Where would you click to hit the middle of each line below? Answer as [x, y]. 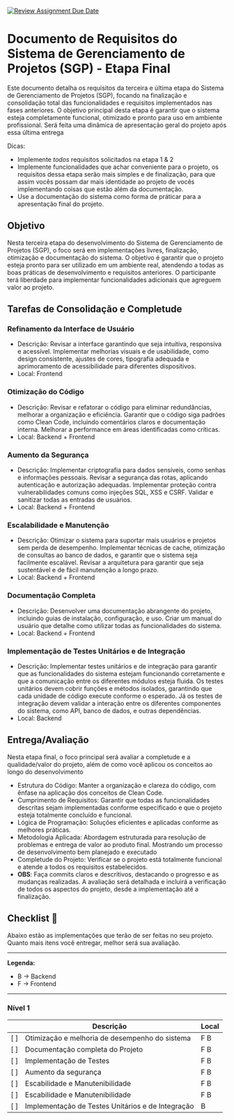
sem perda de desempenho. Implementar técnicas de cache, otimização [121, 548]
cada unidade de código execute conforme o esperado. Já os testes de [120, 696]
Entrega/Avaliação [48, 740]
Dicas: [16, 146]
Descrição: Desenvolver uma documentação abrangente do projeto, [115, 611]
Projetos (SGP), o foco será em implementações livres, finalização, [103, 250]
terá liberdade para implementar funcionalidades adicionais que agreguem [114, 280]
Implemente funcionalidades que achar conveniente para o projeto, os [118, 167]
